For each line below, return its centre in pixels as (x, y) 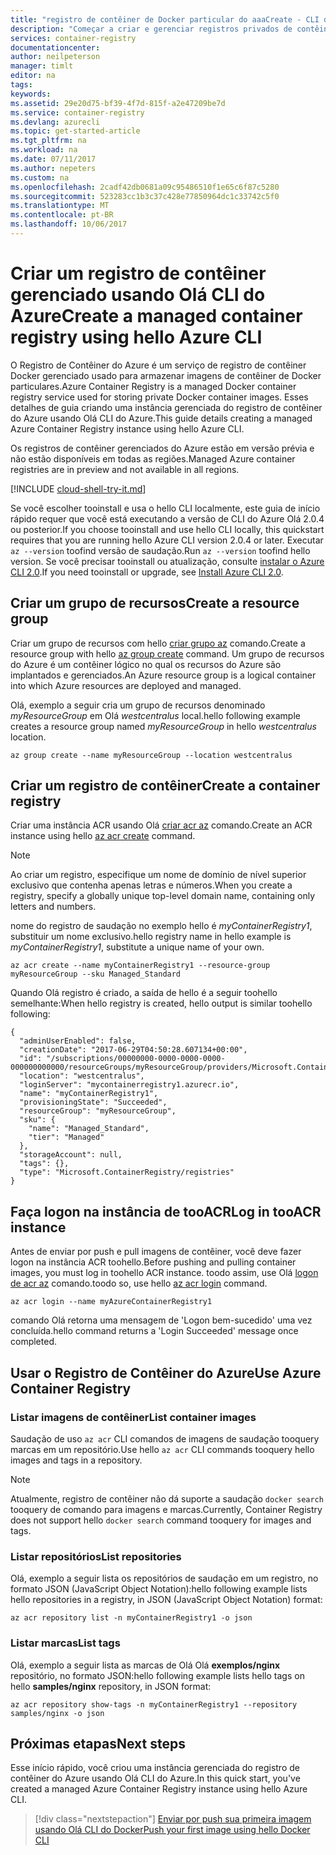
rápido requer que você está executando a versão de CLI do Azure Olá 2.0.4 (167, 518)
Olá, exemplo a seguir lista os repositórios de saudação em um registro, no (164, 1578)
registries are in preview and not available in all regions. (125, 469)
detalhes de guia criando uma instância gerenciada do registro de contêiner (166, 407)
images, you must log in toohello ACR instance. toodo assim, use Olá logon (164, 1273)
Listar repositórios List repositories (96, 1556)
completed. (33, 1342)
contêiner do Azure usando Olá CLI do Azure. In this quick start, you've (155, 1778)
